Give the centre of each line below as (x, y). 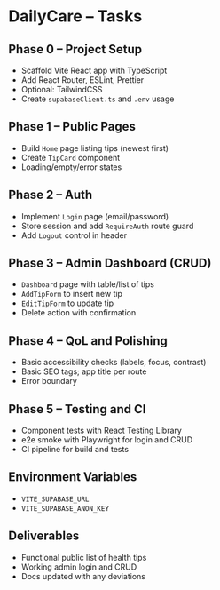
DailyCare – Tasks (75, 16)
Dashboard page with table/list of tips (87, 284)
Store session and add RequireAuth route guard (107, 226)
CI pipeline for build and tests (75, 450)
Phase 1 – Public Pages (72, 127)
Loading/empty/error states (71, 167)
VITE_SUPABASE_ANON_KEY (65, 508)
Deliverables (44, 536)
